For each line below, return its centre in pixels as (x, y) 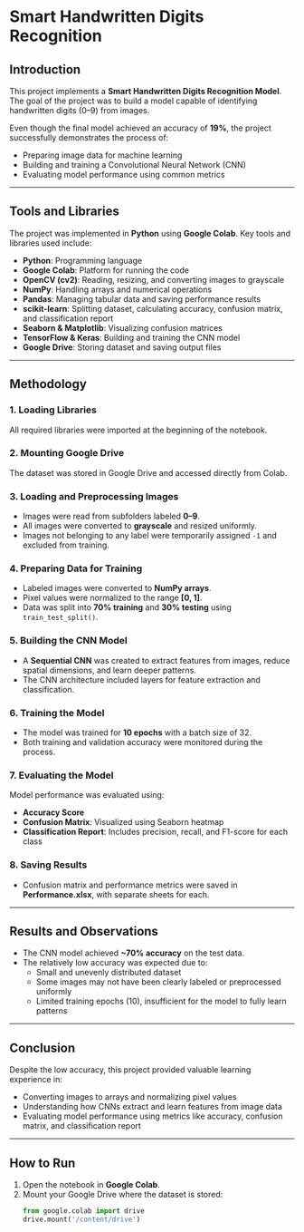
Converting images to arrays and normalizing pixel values (129, 1097)
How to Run (43, 1163)
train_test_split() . (60, 617)
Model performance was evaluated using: (87, 795)
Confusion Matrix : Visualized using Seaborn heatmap (123, 822)
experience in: (36, 1080)
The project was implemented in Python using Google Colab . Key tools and (150, 233)
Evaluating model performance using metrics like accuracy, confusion (152, 1116)
